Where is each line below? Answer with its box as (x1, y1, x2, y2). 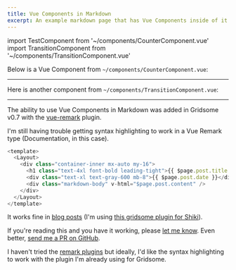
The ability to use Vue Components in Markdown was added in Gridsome (7, 105, 219, 113)
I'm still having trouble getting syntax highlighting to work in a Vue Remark (7, 126, 223, 135)
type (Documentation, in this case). (7, 134, 109, 142)
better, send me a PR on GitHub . (7, 234, 100, 243)
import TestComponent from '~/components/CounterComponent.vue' (7, 36, 209, 44)
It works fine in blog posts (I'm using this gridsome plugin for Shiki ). (7, 213, 203, 221)
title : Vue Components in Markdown (7, 10, 112, 18)
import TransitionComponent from (7, 44, 106, 52)
